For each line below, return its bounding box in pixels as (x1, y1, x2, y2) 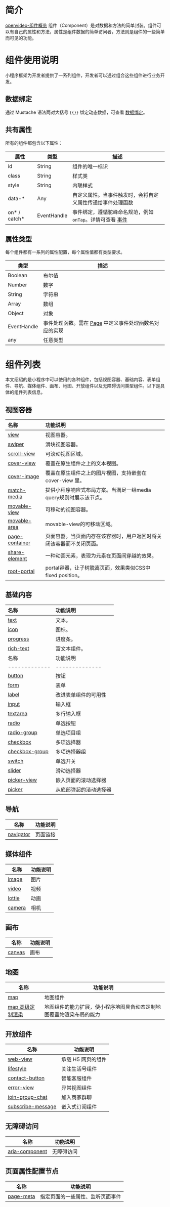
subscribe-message (8, 1103, 57, 1110)
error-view (8, 1084, 34, 1091)
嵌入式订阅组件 (61, 1103, 97, 1110)
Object (8, 310, 24, 317)
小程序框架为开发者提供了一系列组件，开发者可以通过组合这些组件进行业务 (5, 72, 160, 78)
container (8, 539, 31, 546)
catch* (8, 215, 25, 222)
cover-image (8, 473, 39, 480)
